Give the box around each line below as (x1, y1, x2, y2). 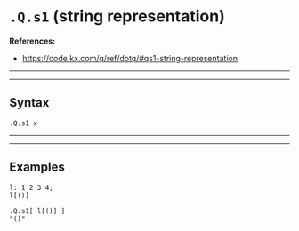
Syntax (9, 95, 50, 110)
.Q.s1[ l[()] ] (9, 206, 66, 215)
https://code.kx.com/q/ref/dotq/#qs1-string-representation (21, 52, 238, 63)
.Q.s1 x (9, 118, 38, 128)
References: (9, 36, 56, 46)
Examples (9, 160, 65, 175)
